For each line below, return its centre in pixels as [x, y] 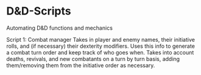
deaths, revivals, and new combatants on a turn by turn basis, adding [93, 59]
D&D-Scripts [39, 11]
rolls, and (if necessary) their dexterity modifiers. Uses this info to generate [100, 46]
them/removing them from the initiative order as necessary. [81, 65]
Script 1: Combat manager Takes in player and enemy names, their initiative [100, 39]
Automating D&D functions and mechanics [59, 28]
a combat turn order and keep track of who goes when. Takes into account [100, 52]
